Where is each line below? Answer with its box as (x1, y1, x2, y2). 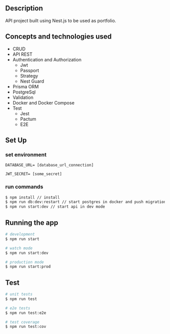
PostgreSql (12, 89, 36, 95)
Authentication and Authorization (12, 56, 82, 62)
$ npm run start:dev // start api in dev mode (5, 204, 105, 210)
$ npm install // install (5, 195, 60, 200)
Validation (12, 94, 34, 101)
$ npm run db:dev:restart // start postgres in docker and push (5, 199, 144, 205)
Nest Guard (20, 78, 45, 84)
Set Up (5, 136, 27, 145)
